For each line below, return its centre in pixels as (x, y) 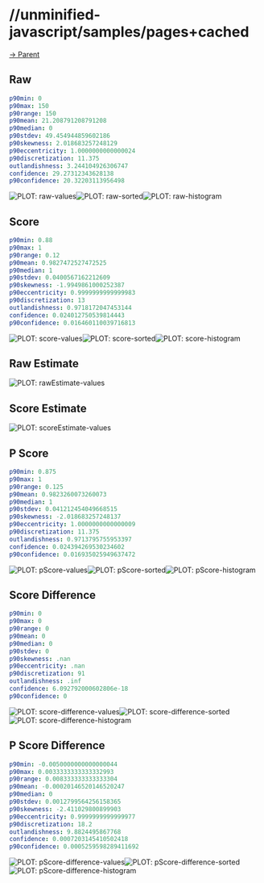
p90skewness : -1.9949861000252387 (67, 285)
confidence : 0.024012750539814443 (67, 315)
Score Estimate (48, 408)
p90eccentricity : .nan (47, 666)
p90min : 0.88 (31, 241)
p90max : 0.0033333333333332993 (62, 772)
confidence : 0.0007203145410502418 (69, 839)
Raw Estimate (44, 364)
